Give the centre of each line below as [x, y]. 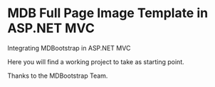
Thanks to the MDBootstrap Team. [58, 76]
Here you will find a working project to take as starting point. [96, 61]
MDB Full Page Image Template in [108, 13]
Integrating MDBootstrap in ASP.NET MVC [69, 48]
